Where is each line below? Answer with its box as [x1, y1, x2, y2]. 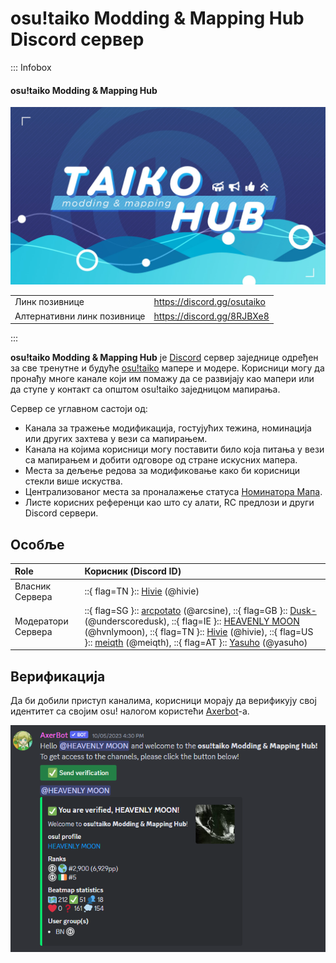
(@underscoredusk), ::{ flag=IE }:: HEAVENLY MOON [84, 615, 300, 627]
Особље [10, 536, 65, 553]
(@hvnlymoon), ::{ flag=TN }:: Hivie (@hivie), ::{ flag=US [84, 625, 314, 637]
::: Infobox [10, 61, 52, 73]
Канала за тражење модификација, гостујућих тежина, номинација [24, 422, 312, 434]
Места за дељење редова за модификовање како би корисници [24, 465, 301, 477]
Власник [14, 580, 52, 592]
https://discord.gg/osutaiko [153, 296, 266, 308]
